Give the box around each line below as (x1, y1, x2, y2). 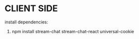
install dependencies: (4, 19, 48, 25)
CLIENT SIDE (4, 3, 58, 14)
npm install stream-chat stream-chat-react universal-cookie (11, 28, 135, 34)
